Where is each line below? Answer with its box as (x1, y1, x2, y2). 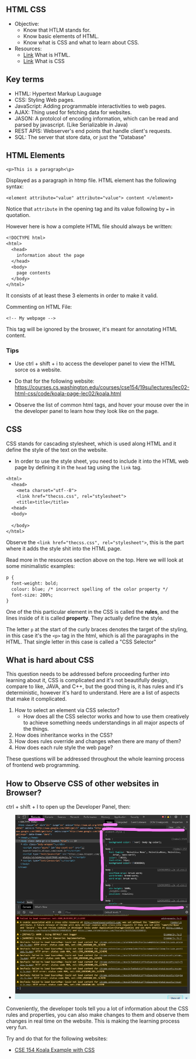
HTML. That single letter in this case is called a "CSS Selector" (6, 638, 156, 645)
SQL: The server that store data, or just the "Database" (14, 133, 146, 140)
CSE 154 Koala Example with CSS (14, 1046, 95, 1053)
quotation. (6, 212, 31, 219)
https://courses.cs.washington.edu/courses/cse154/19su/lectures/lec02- (14, 383, 190, 391)
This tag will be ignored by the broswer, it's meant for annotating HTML (6, 326, 178, 333)
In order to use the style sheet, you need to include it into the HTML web (14, 458, 189, 465)
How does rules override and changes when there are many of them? (14, 738, 181, 745)
